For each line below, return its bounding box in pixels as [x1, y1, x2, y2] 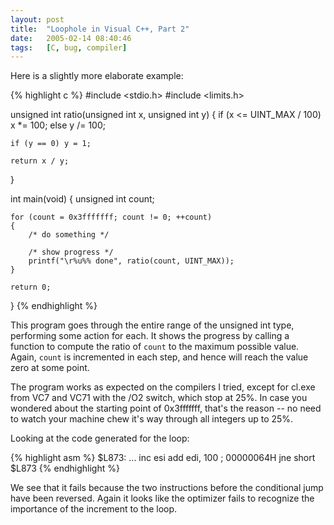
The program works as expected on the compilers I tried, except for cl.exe [10, 381, 316, 393]
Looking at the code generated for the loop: [10, 432, 190, 445]
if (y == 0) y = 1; [10, 139, 92, 149]
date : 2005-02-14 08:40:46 [10, 33, 132, 43]
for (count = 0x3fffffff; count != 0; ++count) [10, 212, 213, 223]
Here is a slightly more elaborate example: [10, 70, 184, 82]
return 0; [10, 282, 52, 293]
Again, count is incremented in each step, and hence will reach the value [10, 351, 309, 363]
